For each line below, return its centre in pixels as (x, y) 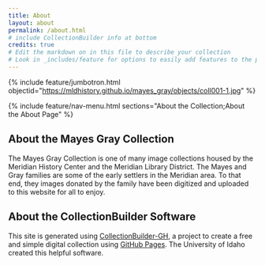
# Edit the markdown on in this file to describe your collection (119, 52)
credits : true (32, 45)
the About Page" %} (41, 114)
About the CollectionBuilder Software (102, 217)
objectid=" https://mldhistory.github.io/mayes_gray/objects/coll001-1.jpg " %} (132, 90)
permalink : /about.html (47, 30)
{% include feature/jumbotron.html (64, 82)
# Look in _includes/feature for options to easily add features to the (130, 60)
